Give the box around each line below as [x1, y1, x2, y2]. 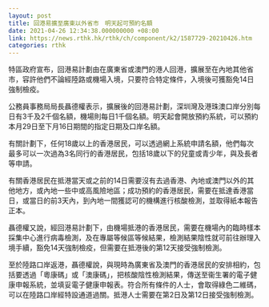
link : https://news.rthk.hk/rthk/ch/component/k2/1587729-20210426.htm [8, 34, 252, 42]
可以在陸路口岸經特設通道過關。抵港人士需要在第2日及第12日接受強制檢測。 [8, 290, 259, 300]
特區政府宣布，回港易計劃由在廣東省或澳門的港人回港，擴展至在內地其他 [8, 65, 247, 75]
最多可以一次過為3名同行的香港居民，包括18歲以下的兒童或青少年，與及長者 [8, 149, 259, 159]
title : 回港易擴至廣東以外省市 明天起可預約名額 [8, 19, 153, 27]
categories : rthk [8, 42, 66, 50]
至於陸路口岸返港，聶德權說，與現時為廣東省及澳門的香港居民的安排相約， [8, 260, 254, 269]
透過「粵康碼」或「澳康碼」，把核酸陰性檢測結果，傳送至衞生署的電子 [22, 270, 251, 280]
